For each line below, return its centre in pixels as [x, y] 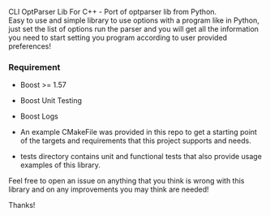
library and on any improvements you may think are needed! [109, 189]
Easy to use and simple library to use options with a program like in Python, [134, 20]
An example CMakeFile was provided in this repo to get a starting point [139, 132]
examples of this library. [60, 165]
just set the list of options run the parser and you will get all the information [134, 29]
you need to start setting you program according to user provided [118, 37]
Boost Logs [39, 116]
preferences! [30, 46]
